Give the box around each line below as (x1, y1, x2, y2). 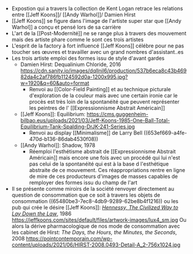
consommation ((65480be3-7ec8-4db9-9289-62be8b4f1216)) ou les (11, 198, 178, 204)
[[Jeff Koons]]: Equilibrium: (20, 111, 86, 118)
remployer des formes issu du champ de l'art (29, 179, 137, 186)
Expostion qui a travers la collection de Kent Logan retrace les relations (11, 5, 183, 12)
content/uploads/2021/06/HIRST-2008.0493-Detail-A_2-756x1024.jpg (11, 241, 181, 248)
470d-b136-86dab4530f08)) (29, 136, 98, 142)
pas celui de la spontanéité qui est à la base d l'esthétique (29, 160, 169, 167)
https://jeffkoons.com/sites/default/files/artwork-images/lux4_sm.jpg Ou (11, 217, 187, 223)
